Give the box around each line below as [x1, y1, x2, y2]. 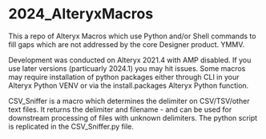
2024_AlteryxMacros [8, 5, 154, 23]
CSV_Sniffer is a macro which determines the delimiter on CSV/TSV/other [8, 96, 250, 105]
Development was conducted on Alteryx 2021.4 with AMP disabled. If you [8, 55, 252, 65]
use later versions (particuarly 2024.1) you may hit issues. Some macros [8, 63, 246, 73]
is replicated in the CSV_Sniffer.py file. [8, 121, 134, 131]
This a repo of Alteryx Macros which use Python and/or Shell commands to [8, 31, 256, 41]
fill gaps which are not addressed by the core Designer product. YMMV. [8, 39, 245, 49]
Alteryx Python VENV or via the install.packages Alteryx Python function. [8, 81, 249, 90]
